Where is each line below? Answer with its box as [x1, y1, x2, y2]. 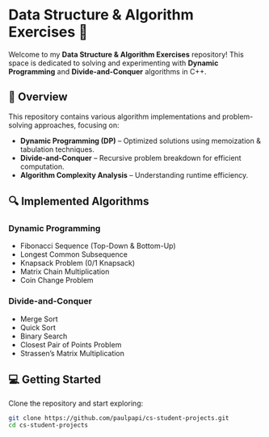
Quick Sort [19, 322, 57, 332]
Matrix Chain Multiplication [19, 267, 110, 276]
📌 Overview [8, 90, 68, 104]
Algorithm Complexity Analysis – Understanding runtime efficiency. [19, 170, 249, 179]
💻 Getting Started [8, 373, 101, 387]
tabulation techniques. [19, 144, 95, 154]
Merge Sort [19, 313, 58, 324]
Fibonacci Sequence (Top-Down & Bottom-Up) [19, 241, 176, 251]
